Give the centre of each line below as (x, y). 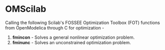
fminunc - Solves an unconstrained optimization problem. (72, 42)
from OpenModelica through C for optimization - (55, 27)
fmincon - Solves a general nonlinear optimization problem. (74, 37)
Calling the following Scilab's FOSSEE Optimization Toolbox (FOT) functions (82, 23)
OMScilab (26, 9)
